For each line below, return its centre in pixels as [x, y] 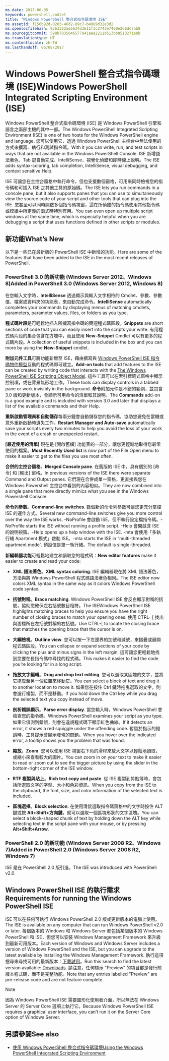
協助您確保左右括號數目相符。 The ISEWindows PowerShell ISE [86, 605]
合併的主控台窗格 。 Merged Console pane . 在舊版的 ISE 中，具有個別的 [79, 466]
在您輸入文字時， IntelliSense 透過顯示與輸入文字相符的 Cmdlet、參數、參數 [84, 295]
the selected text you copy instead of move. [58, 699]
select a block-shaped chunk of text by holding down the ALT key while [87, 818]
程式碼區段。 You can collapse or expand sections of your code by [81, 645]
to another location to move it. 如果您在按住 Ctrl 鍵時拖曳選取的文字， [84, 687]
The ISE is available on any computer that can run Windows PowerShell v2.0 [84, 925]
